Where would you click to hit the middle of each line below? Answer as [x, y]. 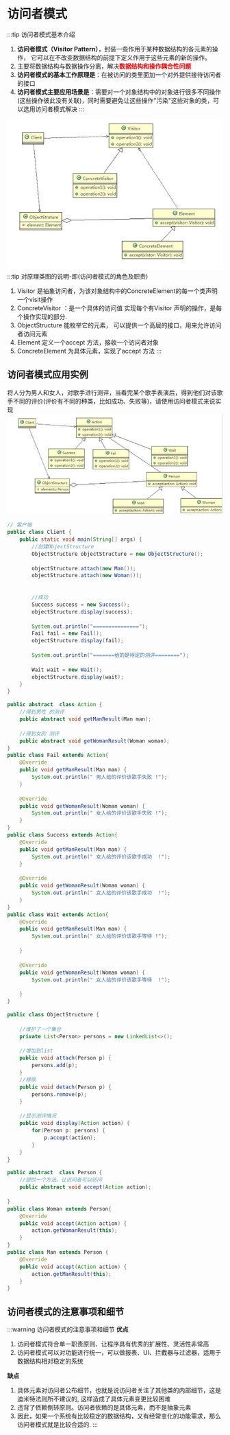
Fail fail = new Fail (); [67, 633]
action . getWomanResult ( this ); [75, 1230]
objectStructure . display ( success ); [82, 611]
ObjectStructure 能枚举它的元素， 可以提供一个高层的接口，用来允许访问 [119, 325]
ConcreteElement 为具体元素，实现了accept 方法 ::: [89, 351]
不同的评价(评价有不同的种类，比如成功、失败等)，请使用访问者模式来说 [114, 401]
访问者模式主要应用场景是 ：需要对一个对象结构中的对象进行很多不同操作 [119, 92]
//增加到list [36, 1051]
